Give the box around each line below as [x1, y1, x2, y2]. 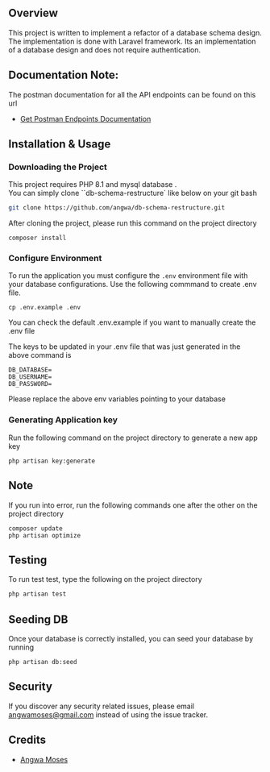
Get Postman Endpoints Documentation [19, 114, 152, 123]
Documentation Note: [8, 68, 119, 82]
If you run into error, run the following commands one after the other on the [8, 500, 258, 510]
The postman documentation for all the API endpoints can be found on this [8, 89, 256, 99]
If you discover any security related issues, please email [8, 701, 195, 711]
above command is [8, 351, 72, 360]
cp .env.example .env [8, 304, 81, 312]
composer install [8, 234, 67, 243]
